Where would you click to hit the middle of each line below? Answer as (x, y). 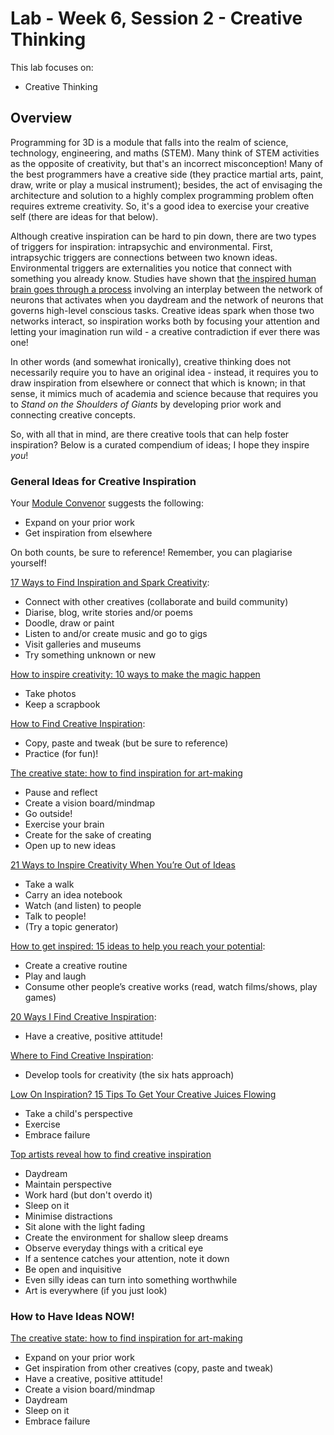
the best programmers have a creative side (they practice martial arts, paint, (167, 174)
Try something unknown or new (90, 655)
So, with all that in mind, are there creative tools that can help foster (150, 434)
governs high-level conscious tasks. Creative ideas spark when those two (162, 310)
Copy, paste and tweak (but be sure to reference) (126, 743)
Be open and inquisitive (73, 1269)
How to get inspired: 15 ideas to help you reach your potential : (138, 946)
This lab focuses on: (52, 67)
